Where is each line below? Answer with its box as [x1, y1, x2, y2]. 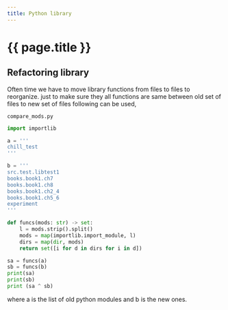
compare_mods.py [7, 112, 53, 120]
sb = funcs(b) [7, 263, 48, 271]
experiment [7, 200, 38, 208]
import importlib [7, 125, 57, 132]
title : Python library [7, 10, 72, 17]
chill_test [7, 143, 38, 151]
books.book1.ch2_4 [7, 188, 60, 195]
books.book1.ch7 [7, 175, 53, 182]
